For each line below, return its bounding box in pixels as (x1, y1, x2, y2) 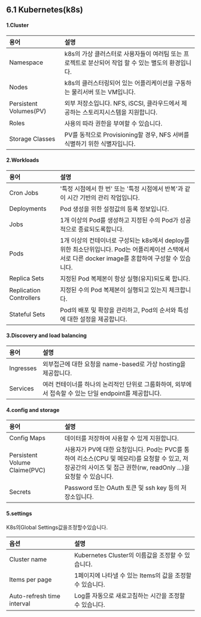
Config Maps (9, 434, 46, 443)
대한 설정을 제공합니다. (66, 315, 127, 323)
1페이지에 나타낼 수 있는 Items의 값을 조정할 (74, 571, 192, 580)
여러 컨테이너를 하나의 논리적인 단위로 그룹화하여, (42, 380, 173, 389)
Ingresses (9, 364, 37, 372)
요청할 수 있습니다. (64, 472, 114, 481)
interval (9, 600, 31, 608)
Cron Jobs (9, 188, 39, 197)
